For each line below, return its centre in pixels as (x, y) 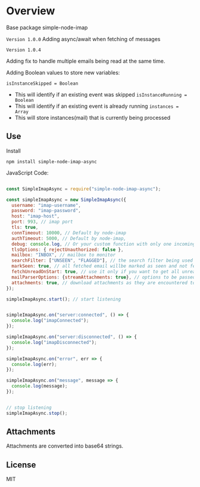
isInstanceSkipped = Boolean (42, 83)
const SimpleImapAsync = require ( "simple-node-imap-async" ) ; (84, 189)
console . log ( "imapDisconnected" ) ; (54, 342)
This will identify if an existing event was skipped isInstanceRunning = (101, 94)
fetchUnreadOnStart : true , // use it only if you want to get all (96, 272)
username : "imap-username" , (46, 205)
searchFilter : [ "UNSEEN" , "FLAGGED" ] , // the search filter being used (102, 260)
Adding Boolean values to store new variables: (63, 72)
